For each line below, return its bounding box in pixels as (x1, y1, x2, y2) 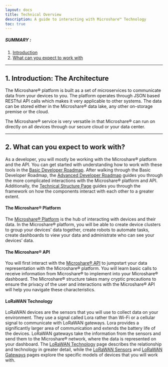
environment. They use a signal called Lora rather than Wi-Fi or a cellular (5, 314, 155, 321)
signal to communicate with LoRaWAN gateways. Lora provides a (5, 320, 139, 326)
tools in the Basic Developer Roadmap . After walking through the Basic (5, 166, 151, 173)
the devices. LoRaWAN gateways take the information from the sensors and (5, 330, 161, 336)
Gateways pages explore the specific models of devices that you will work (5, 352, 158, 358)
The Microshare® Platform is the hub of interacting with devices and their (5, 216, 156, 222)
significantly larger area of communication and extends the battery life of (5, 325, 156, 331)
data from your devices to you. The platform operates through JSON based (5, 93, 160, 99)
